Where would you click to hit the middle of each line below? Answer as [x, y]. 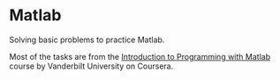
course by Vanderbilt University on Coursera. [91, 66]
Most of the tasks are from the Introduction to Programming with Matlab [140, 56]
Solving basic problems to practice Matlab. [87, 40]
